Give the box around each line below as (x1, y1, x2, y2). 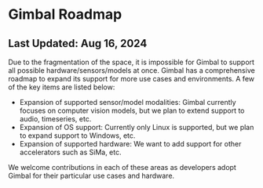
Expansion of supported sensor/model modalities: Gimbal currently (19, 98, 237, 107)
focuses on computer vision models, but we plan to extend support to (19, 106, 245, 115)
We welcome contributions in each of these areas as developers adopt (8, 163, 237, 172)
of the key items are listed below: (8, 82, 115, 92)
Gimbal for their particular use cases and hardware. (8, 171, 175, 180)
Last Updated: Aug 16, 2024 (8, 37, 148, 50)
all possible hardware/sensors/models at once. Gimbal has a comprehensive (8, 66, 255, 75)
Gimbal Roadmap (8, 5, 122, 23)
